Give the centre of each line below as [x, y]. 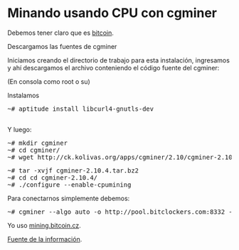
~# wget [21, 157]
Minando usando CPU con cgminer [112, 13]
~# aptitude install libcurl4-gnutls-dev [81, 109]
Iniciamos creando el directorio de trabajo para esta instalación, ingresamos [118, 60]
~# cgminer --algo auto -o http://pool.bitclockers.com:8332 [116, 212]
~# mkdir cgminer [37, 143]
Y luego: [20, 129]
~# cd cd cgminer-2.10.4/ [53, 178]
